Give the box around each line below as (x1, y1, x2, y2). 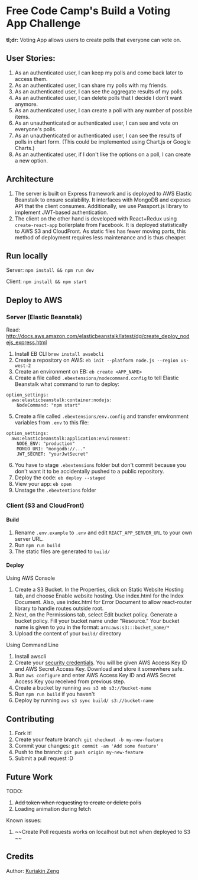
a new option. (14, 157, 48, 164)
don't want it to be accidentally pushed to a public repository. (14, 468, 164, 475)
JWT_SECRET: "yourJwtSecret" (17, 451, 89, 457)
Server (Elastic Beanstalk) (6, 313, 83, 321)
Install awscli (14, 653, 46, 660)
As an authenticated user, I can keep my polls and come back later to (14, 69, 183, 76)
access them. (14, 75, 48, 82)
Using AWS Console (6, 574, 55, 582)
